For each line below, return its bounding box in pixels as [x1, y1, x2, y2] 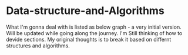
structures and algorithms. [6, 42, 70, 49]
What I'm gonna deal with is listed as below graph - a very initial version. [6, 23, 182, 30]
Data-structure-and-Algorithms [6, 4, 164, 18]
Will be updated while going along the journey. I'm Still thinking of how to [6, 29, 183, 36]
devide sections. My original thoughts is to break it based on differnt [6, 36, 172, 43]
